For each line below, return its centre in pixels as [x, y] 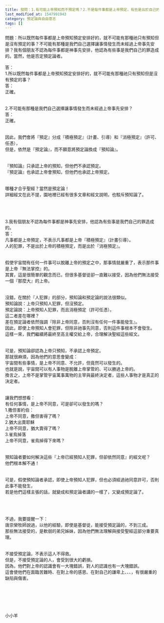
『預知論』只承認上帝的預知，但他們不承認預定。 [54, 166]
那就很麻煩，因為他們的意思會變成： [41, 357]
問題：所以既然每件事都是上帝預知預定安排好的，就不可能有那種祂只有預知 [80, 38]
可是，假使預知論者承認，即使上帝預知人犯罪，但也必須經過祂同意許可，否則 [82, 480]
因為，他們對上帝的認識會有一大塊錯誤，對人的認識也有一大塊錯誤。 [73, 566]
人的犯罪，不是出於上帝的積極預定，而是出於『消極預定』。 [64, 246]
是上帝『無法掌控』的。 [29, 269]
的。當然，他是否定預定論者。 [35, 56]
